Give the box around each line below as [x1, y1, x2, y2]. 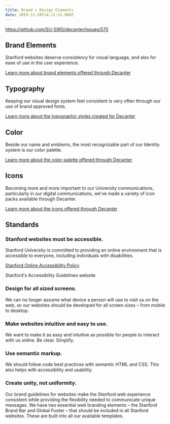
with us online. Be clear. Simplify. [5, 337, 75, 344]
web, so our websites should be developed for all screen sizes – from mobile [5, 302, 165, 308]
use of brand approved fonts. [5, 103, 66, 109]
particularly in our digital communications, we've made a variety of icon [5, 190, 155, 196]
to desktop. [5, 307, 29, 314]
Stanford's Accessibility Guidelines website [5, 272, 96, 278]
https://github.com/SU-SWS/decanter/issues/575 [5, 26, 109, 32]
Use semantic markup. [5, 350, 62, 357]
